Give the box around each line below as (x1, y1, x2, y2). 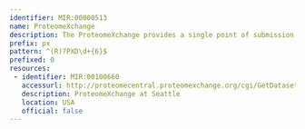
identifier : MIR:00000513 (9, 13, 107, 23)
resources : (9, 64, 51, 74)
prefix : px (9, 38, 51, 48)
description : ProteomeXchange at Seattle (21, 89, 181, 98)
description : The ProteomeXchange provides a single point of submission (9, 30, 295, 39)
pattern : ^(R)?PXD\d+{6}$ (9, 47, 107, 56)
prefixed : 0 (9, 55, 54, 64)
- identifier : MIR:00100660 (13, 73, 120, 82)
